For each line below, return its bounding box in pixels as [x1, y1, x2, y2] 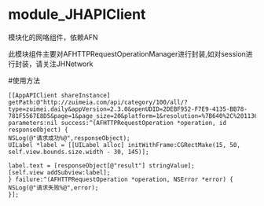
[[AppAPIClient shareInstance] [8, 91, 111, 99]
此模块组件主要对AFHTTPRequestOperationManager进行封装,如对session [8, 49, 246, 58]
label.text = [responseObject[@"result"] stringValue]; [8, 161, 195, 170]
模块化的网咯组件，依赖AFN [8, 32, 98, 42]
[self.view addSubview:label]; [8, 168, 111, 176]
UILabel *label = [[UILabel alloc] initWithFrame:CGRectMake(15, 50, [8, 141, 241, 149]
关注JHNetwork [42, 59, 93, 68]
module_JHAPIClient [8, 6, 146, 24]
